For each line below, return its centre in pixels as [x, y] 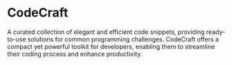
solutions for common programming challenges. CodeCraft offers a [123, 39]
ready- [216, 32]
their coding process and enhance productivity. [75, 54]
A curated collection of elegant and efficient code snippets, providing [106, 32]
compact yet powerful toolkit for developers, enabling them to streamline [111, 46]
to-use [17, 39]
